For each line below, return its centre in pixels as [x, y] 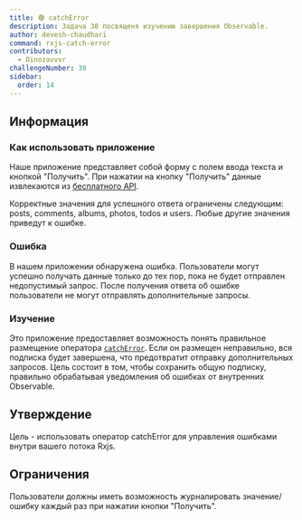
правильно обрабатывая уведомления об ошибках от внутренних [137, 376]
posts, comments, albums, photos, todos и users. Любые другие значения [150, 213]
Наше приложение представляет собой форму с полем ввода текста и [146, 167]
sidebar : [26, 77]
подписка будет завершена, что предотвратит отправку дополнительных [151, 357]
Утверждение [51, 415]
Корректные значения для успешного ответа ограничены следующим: [146, 203]
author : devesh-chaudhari [58, 34]
